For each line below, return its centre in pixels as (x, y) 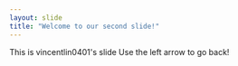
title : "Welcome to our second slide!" (85, 26)
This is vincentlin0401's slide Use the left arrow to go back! (119, 52)
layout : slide (36, 18)
